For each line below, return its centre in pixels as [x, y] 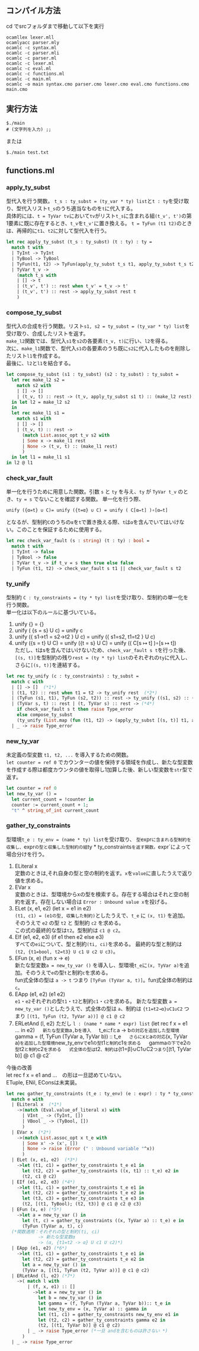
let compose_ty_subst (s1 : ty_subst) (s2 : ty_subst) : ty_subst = [92, 375]
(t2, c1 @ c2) [39, 1176]
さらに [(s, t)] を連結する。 [49, 665]
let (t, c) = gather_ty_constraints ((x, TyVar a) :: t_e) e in [103, 1220]
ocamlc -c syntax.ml [32, 48]
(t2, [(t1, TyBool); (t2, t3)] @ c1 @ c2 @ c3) [82, 1204]
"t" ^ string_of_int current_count [55, 810]
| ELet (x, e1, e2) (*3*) [45, 1160]
